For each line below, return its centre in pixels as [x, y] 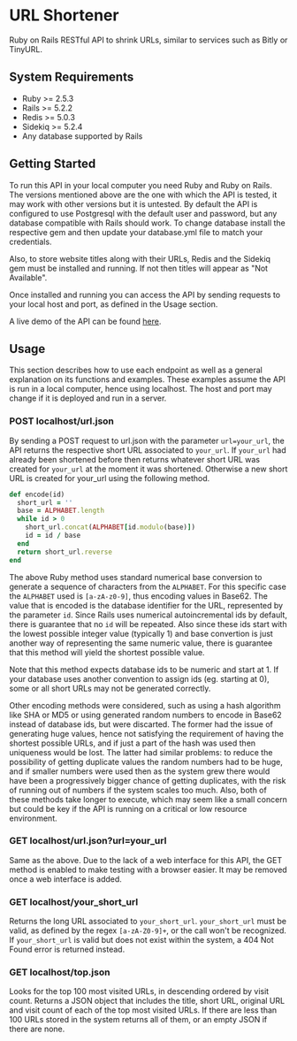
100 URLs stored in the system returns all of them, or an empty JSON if [138, 1020]
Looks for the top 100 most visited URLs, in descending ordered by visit [139, 991]
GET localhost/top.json [60, 972]
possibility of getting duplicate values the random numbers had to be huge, [146, 762]
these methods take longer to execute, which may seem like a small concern [148, 799]
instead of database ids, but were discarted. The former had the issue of [141, 724]
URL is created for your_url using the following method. [110, 478]
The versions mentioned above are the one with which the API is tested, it [143, 195]
